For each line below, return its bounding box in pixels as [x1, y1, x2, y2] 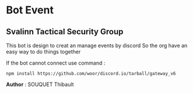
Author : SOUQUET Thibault [6, 81, 74, 88]
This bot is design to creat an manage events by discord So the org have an [6, 42, 188, 49]
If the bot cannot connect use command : [6, 59, 106, 66]
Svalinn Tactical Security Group [6, 27, 124, 37]
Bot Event [6, 3, 54, 17]
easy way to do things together [6, 48, 81, 55]
